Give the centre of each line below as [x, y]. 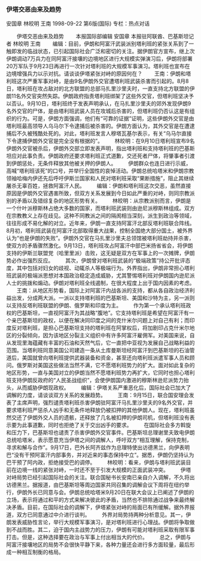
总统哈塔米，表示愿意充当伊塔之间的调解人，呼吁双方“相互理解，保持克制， [99, 440]
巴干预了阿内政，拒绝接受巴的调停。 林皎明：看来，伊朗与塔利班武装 [96, 462]
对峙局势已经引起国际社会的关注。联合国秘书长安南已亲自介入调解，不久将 [98, 477]
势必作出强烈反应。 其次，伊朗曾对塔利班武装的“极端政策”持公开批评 [96, 261]
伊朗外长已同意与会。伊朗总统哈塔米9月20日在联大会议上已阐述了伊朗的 [105, 492]
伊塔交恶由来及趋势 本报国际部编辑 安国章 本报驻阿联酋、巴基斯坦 [103, 36]
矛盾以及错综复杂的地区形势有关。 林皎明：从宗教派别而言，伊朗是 [104, 201]
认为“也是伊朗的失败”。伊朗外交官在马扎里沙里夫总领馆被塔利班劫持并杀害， [100, 238]
